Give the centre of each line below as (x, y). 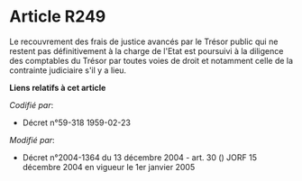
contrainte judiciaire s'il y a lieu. (68, 70)
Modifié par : (32, 140)
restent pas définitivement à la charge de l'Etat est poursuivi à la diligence (146, 50)
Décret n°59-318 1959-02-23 (76, 122)
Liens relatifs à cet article (58, 87)
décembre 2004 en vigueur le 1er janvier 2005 (109, 167)
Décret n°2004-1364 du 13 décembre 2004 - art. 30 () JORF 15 (139, 157)
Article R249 (58, 17)
